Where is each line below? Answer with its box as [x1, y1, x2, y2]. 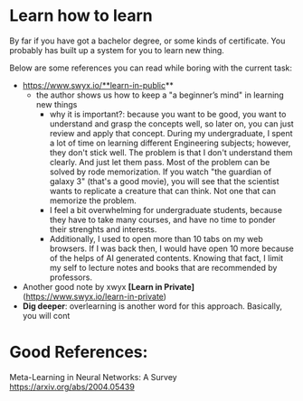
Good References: [9, 342, 148, 362]
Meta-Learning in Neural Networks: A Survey [9, 371, 178, 382]
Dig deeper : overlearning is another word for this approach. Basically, [22, 300, 283, 312]
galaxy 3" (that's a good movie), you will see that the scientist [49, 175, 279, 186]
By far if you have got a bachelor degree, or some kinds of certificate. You [9, 35, 286, 46]
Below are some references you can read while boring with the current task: [9, 62, 292, 73]
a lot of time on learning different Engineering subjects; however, [49, 137, 291, 148]
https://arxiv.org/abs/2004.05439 [9, 381, 136, 392]
